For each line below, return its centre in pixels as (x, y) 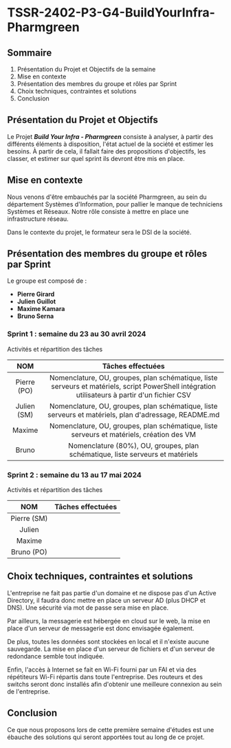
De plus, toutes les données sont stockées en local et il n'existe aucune (108, 641)
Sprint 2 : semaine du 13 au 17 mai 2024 (75, 475)
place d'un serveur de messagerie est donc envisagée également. (101, 628)
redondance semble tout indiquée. (56, 656)
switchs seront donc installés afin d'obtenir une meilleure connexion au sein (114, 684)
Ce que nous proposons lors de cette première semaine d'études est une (111, 729)
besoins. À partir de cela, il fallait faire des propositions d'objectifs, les (107, 151)
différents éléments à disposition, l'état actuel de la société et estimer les (110, 144)
